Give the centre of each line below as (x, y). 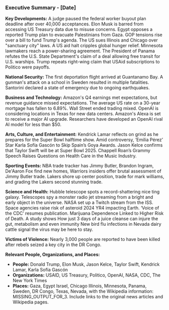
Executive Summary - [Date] (41, 8)
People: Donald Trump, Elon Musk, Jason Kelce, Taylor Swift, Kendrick (86, 264)
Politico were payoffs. (28, 67)
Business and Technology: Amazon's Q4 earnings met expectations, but (81, 97)
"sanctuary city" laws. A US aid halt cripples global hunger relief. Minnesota (84, 46)
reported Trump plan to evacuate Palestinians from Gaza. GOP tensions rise (84, 35)
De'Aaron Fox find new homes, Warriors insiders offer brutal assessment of (83, 171)
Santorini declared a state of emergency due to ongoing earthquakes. (77, 88)
